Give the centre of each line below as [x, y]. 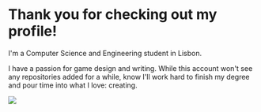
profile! [33, 31]
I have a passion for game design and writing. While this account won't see [130, 68]
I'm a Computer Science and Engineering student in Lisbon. [105, 53]
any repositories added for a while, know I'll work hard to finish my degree [129, 77]
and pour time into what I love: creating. [73, 85]
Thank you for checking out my [113, 15]
